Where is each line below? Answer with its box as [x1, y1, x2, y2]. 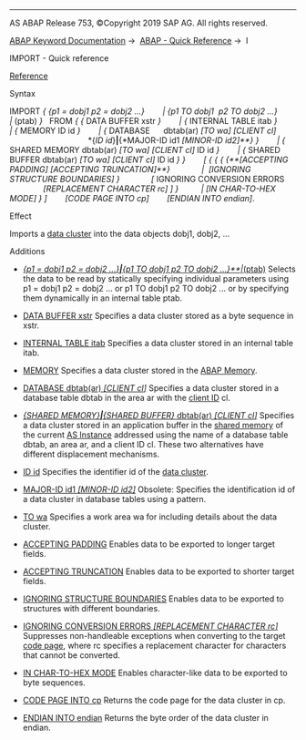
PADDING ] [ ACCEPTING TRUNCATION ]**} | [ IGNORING [9, 164, 252, 174]
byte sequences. [22, 677, 87, 688]
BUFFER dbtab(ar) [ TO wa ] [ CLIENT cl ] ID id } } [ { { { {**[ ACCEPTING [9, 154, 289, 165]
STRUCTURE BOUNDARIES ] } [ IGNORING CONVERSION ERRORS [9, 174, 285, 184]
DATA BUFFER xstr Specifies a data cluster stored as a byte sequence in [22, 311, 294, 321]
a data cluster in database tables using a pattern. [22, 494, 207, 504]
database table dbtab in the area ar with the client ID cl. [22, 393, 230, 403]
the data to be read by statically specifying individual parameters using [22, 273, 290, 283]
